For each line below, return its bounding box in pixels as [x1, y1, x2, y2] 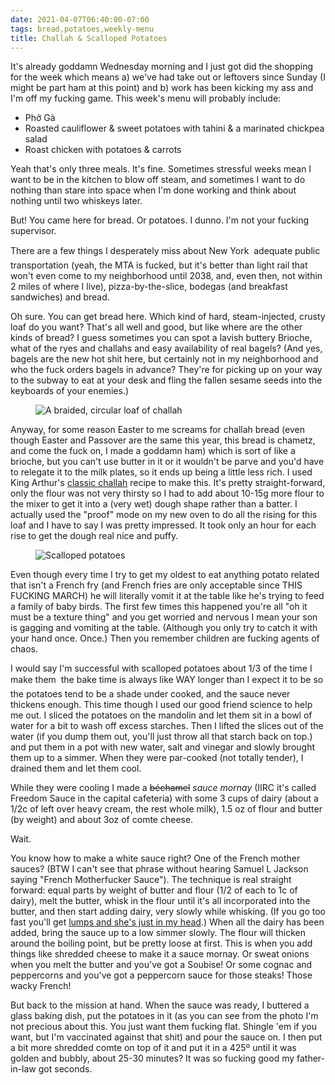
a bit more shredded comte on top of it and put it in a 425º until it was [10, 1042, 297, 1054]
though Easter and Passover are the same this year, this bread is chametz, [10, 434, 316, 446]
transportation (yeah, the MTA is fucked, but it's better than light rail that [10, 259, 308, 271]
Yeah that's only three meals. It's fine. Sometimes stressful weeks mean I [10, 163, 312, 175]
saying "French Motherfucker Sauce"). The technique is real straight [10, 874, 292, 886]
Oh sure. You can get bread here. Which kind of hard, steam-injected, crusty [10, 311, 326, 323]
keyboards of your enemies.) [10, 385, 130, 397]
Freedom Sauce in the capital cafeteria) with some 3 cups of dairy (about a [10, 792, 319, 805]
